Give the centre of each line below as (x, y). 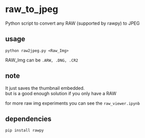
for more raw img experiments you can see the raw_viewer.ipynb (72, 103)
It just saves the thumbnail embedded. (45, 88)
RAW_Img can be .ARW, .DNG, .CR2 (42, 60)
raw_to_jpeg (32, 9)
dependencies (28, 119)
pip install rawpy (25, 130)
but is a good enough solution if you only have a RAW (61, 93)
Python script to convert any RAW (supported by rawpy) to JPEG (72, 23)
